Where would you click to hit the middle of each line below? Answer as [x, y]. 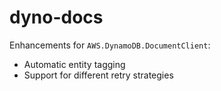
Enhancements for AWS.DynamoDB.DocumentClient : [110, 45]
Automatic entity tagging [74, 64]
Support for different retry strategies [98, 75]
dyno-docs [56, 17]
